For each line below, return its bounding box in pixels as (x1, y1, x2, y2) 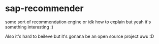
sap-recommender (5, 3, 84, 14)
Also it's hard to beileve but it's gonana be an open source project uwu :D (5, 33, 154, 39)
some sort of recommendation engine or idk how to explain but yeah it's (5, 19, 151, 25)
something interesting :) (5, 24, 54, 29)
